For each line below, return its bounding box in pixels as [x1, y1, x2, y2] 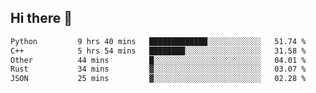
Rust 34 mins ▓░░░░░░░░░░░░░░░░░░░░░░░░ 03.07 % [10, 64, 307, 75]
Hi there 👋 [10, 10, 73, 27]
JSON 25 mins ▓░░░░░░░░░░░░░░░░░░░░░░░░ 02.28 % [10, 74, 307, 84]
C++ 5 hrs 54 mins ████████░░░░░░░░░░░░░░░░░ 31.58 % [10, 46, 307, 56]
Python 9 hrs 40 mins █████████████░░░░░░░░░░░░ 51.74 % [10, 36, 307, 46]
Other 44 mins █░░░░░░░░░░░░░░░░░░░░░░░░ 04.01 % [10, 55, 307, 65]
